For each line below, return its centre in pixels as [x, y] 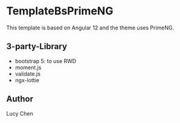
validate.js [28, 74]
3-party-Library [37, 46]
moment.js [28, 67]
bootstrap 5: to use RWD [46, 61]
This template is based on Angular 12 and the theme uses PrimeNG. [90, 28]
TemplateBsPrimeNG [60, 11]
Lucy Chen [20, 113]
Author [20, 99]
